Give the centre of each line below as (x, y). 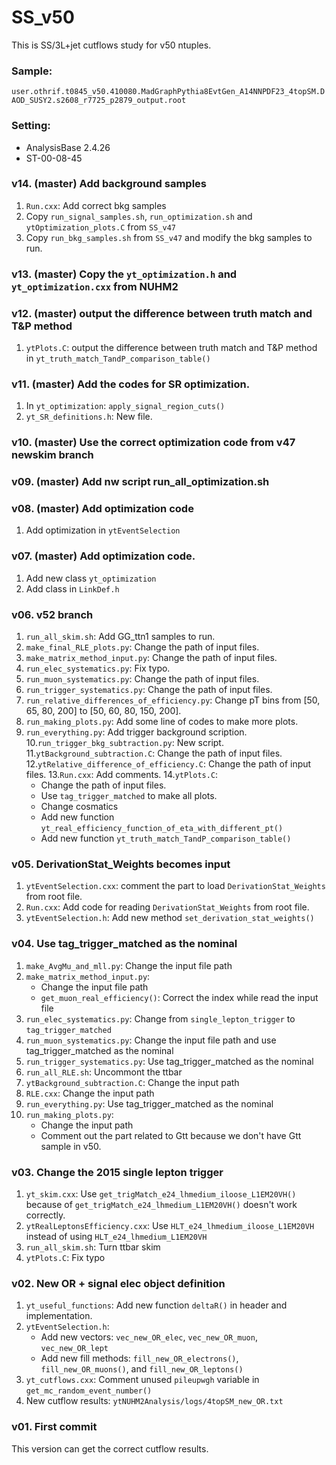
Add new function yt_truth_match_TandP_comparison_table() (166, 838)
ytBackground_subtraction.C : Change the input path (132, 1082)
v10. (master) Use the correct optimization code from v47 (153, 443)
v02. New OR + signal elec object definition (118, 1283)
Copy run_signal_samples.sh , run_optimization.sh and (139, 216)
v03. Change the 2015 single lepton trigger (117, 1172)
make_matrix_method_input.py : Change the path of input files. (151, 658)
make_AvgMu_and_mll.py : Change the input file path (129, 965)
